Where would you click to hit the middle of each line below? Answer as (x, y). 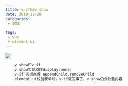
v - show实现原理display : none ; (43, 70)
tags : (11, 33)
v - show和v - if (28, 65)
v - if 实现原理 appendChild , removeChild (54, 74)
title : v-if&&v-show (27, 10)
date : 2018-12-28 (23, 14)
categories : (18, 19)
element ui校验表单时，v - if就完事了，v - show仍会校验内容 (69, 79)
